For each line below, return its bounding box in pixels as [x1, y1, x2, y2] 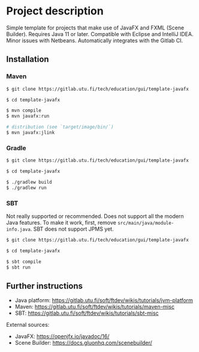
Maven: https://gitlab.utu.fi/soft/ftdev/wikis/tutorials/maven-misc [14, 303, 175, 311]
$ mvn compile [6, 108, 42, 114]
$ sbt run [6, 264, 31, 270]
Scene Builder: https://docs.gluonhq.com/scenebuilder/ [14, 339, 153, 347]
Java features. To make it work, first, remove [6, 219, 117, 226]
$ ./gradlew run [6, 184, 47, 190]
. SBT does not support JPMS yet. [30, 225, 114, 232]
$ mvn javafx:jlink [6, 130, 55, 136]
